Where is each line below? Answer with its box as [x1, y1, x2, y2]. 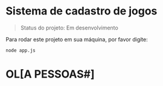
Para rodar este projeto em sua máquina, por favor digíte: [5, 35, 149, 43]
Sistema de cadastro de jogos [5, 4, 158, 18]
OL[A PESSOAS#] [5, 67, 95, 81]
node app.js [5, 47, 36, 54]
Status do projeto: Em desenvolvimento [20, 24, 118, 31]
